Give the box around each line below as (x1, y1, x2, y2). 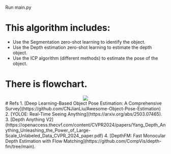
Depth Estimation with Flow (5, 138, 63, 144)
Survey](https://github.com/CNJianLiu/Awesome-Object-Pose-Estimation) (5, 105, 161, 111)
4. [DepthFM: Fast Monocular (104, 132, 166, 139)
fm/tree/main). (5, 143, 36, 149)
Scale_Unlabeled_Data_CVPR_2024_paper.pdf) (5, 132, 103, 139)
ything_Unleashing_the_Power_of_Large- (5, 127, 91, 133)
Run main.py (5, 5, 32, 10)
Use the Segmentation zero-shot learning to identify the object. (12, 39, 146, 45)
